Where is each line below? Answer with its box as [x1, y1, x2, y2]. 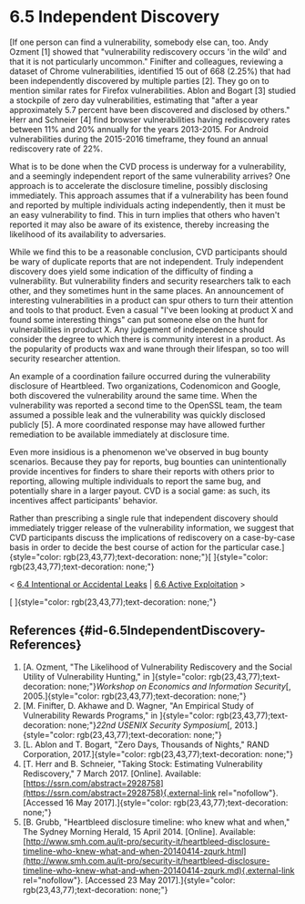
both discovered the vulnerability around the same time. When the [9, 390, 258, 400]
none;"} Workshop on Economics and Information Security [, [67, 681, 291, 691]
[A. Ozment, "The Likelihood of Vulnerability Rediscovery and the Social [22, 661, 293, 672]
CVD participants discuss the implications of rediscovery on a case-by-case [9, 532, 296, 543]
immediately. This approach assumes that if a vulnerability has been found [9, 190, 289, 201]
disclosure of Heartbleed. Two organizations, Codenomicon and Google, [9, 380, 281, 391]
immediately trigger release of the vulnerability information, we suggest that [9, 522, 294, 533]
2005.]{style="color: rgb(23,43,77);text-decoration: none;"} [22, 691, 248, 701]
